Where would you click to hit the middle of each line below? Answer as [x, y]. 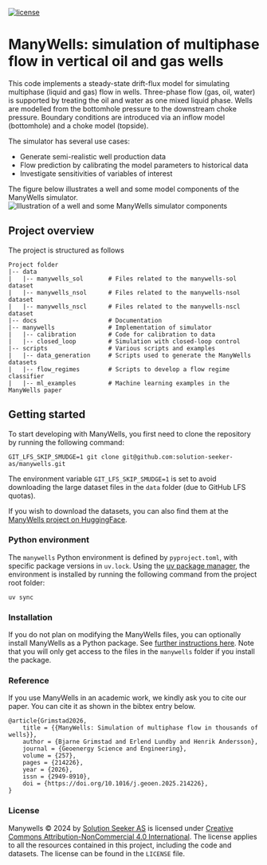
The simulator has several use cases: [69, 141]
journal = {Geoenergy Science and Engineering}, [105, 749]
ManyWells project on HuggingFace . [68, 519]
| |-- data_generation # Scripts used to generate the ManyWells [130, 355]
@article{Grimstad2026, [48, 721]
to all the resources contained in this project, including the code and [120, 845]
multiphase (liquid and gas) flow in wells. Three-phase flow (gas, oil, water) [132, 92]
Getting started [47, 415]
